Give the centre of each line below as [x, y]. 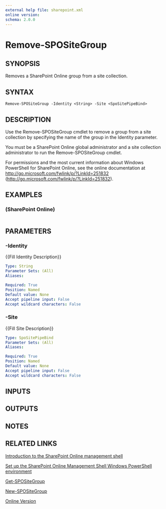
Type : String [19, 267]
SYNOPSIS [23, 64]
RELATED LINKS [31, 444]
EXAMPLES [24, 195]
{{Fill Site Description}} [29, 328]
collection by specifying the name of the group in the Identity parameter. [81, 137]
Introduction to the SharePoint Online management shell [64, 456]
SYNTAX [20, 92]
